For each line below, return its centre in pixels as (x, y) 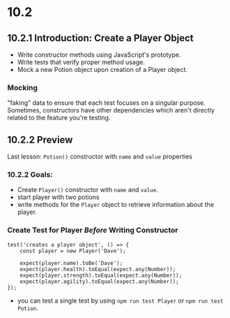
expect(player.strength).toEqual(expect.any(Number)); (101, 275)
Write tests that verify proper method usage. (81, 62)
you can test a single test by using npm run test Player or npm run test (120, 301)
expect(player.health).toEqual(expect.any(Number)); (98, 269)
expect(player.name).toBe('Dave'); (71, 263)
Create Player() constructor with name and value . (87, 190)
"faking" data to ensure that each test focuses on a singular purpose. (106, 103)
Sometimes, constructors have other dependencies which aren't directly (111, 110)
